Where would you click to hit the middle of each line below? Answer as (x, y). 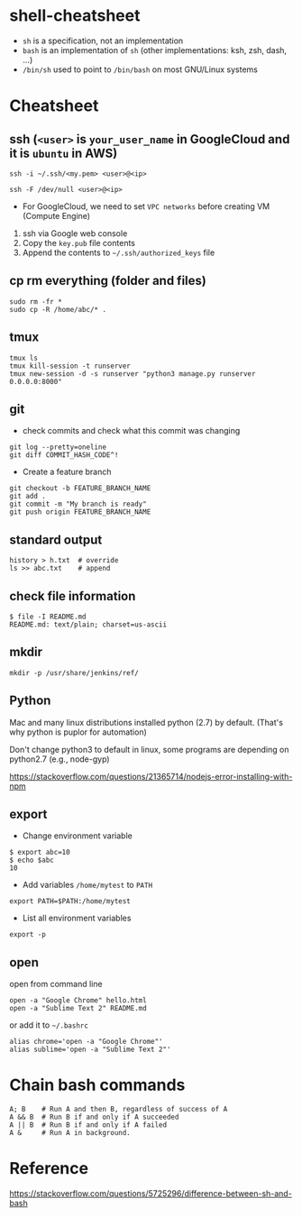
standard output (56, 540)
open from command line (56, 984)
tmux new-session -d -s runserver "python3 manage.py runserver (133, 374)
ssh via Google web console (75, 233)
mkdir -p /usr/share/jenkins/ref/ (74, 673)
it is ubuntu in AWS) (64, 153)
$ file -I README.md (48, 617)
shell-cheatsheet (75, 16)
